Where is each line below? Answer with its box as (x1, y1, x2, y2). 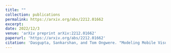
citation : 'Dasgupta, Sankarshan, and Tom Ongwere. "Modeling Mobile (5, 40, 156, 45)
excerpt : (5, 21, 24, 27)
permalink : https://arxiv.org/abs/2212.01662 (5, 17, 103, 22)
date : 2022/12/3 (5, 26, 40, 31)
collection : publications (5, 12, 60, 17)
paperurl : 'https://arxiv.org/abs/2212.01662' (5, 36, 106, 41)
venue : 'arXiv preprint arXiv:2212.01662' (5, 31, 97, 36)
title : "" (5, 7, 26, 13)
